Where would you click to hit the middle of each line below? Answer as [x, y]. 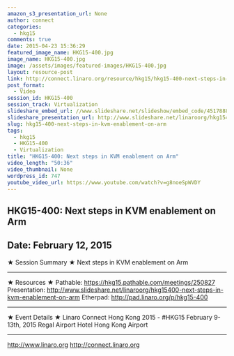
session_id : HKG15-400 [40, 98]
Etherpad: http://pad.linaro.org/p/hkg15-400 [145, 297]
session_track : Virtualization [53, 105]
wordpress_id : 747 [34, 176]
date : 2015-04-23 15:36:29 [46, 46]
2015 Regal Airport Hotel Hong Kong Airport [85, 325]
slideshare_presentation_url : [51, 117]
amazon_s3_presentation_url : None [57, 14]
